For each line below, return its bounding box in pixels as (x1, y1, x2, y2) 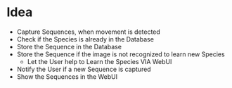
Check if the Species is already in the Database (16, 34, 154, 43)
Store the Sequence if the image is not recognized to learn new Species (16, 50, 226, 58)
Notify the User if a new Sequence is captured (16, 65, 152, 73)
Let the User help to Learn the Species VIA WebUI (27, 57, 172, 65)
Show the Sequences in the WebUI (16, 72, 118, 81)
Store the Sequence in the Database (16, 42, 122, 51)
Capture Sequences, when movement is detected (16, 27, 161, 36)
